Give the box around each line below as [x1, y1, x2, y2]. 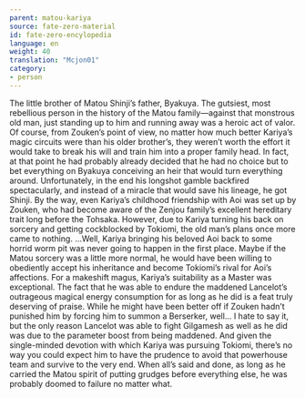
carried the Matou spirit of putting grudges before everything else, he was [9, 368, 289, 379]
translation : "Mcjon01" [9, 56, 100, 65]
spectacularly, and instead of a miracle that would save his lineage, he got [9, 184, 288, 196]
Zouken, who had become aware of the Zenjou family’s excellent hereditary [9, 204, 292, 215]
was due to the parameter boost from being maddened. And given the [9, 330, 272, 341]
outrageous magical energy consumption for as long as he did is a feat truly [9, 291, 293, 301]
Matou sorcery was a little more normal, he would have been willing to [9, 252, 272, 263]
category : [9, 65, 47, 74]
